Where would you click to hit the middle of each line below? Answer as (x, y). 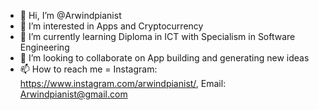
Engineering (44, 47)
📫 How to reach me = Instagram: (88, 69)
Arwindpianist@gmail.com (73, 94)
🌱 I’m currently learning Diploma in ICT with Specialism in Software (157, 36)
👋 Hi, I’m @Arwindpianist (70, 15)
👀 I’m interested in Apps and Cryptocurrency (111, 26)
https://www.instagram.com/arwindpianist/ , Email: (123, 83)
